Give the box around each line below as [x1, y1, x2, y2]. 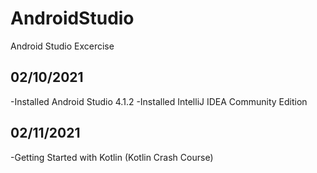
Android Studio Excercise [10, 40, 115, 52]
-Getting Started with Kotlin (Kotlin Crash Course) [10, 151, 214, 163]
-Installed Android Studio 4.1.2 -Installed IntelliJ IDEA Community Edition [10, 95, 308, 107]
